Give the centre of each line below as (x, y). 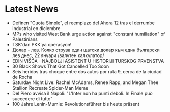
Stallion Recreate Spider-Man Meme (50, 88)
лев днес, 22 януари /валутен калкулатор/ (58, 55)
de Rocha (22, 77)
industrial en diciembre (36, 28)
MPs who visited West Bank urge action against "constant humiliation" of (89, 34)
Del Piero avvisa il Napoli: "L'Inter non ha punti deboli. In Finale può (82, 93)
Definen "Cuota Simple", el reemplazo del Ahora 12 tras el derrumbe (83, 23)
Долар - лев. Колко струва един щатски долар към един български (86, 50)
